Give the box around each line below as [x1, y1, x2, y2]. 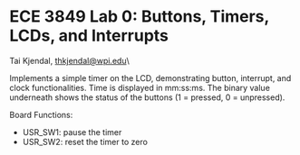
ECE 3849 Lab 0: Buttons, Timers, [9, 6, 270, 27]
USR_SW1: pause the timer [22, 126, 122, 137]
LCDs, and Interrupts [9, 25, 169, 46]
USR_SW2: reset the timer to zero [22, 136, 148, 147]
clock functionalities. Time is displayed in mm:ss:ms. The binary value [9, 82, 270, 93]
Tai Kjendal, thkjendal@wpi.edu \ [9, 55, 130, 66]
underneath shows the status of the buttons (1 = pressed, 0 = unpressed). [9, 92, 285, 103]
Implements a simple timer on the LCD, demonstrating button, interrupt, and [9, 72, 292, 83]
